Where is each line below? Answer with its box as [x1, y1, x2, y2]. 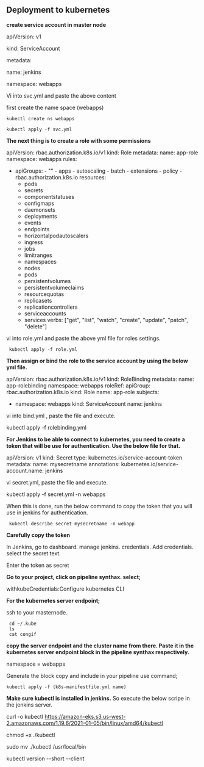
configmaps [24, 200, 55, 207]
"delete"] [24, 323, 47, 330]
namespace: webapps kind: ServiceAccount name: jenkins [15, 400, 163, 408]
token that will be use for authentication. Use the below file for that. [6, 442, 181, 449]
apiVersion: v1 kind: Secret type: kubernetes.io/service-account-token [6, 454, 183, 461]
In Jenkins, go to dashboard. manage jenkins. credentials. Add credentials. [6, 543, 194, 550]
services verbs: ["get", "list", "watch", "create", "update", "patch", [24, 316, 189, 323]
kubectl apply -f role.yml [9, 346, 78, 353]
